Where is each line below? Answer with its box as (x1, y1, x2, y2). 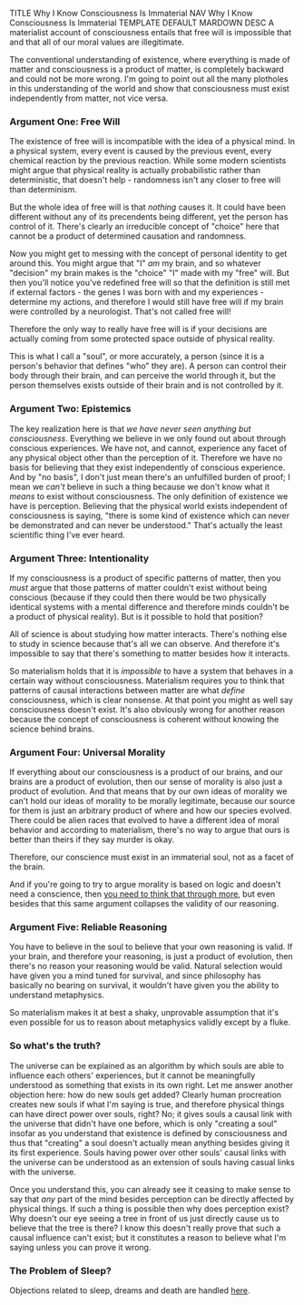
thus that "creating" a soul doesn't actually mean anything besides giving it (9, 1137, 290, 1148)
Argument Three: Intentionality (9, 552, 150, 564)
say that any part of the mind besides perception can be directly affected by (9, 1193, 295, 1204)
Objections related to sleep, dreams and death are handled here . (9, 1285, 251, 1296)
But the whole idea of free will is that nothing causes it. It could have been (9, 201, 286, 212)
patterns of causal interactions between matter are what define (9, 684, 246, 695)
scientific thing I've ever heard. (9, 529, 125, 540)
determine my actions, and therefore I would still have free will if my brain (9, 297, 284, 308)
